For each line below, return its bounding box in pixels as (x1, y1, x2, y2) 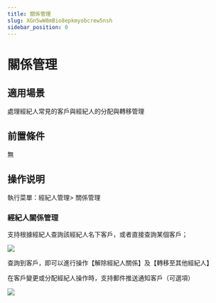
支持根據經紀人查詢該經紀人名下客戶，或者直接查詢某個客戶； (7, 230, 188, 239)
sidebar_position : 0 (7, 23, 69, 31)
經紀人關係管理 (7, 213, 59, 223)
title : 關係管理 (7, 10, 51, 18)
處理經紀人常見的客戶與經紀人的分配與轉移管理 (7, 107, 144, 116)
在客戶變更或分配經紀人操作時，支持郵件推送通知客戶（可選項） (7, 274, 194, 282)
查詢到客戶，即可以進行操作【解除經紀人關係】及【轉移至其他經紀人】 (7, 259, 213, 267)
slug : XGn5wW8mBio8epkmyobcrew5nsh (7, 17, 113, 24)
